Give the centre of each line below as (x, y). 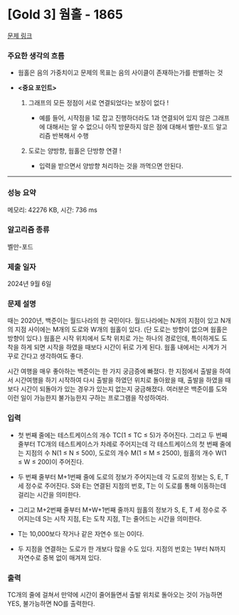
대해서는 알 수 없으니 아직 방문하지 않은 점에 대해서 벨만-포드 (131, 127)
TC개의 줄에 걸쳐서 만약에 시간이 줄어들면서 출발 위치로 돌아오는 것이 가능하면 (115, 595)
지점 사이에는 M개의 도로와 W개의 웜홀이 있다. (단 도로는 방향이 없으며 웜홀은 (121, 330)
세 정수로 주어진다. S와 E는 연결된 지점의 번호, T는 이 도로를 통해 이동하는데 (122, 486)
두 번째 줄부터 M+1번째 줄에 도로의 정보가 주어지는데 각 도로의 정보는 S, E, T (123, 476)
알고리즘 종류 (28, 230)
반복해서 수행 (70, 136)
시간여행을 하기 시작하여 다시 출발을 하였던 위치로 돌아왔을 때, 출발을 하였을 (119, 380)
